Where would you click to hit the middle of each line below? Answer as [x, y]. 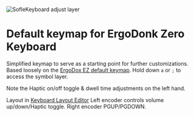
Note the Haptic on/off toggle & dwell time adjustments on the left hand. [96, 88]
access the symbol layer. [37, 77]
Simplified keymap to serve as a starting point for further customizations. [98, 63]
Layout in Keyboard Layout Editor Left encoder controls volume [85, 100]
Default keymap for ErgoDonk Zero [95, 34]
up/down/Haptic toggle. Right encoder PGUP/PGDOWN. [76, 106]
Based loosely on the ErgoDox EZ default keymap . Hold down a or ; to [94, 70]
